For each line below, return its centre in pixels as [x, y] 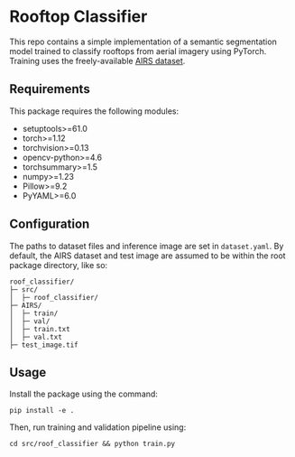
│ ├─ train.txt [40, 329]
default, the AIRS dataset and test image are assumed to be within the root [147, 256]
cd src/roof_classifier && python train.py [92, 444]
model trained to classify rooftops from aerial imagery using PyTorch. [138, 51]
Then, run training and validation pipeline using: [98, 427]
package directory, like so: [59, 265]
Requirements [50, 89]
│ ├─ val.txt [36, 337]
